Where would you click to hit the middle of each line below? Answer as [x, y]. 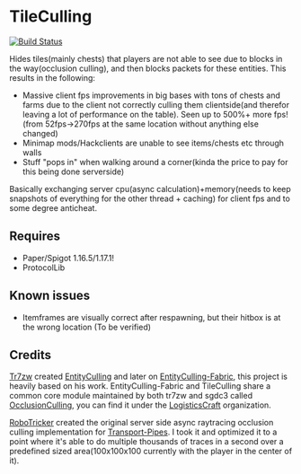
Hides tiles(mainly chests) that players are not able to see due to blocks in [146, 58]
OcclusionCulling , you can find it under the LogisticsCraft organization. [140, 405]
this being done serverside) [73, 171]
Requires [35, 237]
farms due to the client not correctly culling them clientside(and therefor [156, 104]
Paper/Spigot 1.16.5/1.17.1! [68, 258]
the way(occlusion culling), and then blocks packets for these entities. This [148, 68]
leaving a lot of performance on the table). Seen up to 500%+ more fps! [155, 114]
